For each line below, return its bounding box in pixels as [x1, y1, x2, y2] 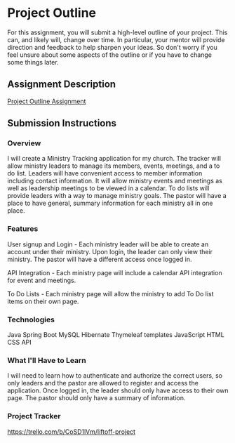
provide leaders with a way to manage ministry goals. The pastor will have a [7, 192, 227, 200]
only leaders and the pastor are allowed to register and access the [7, 379, 199, 388]
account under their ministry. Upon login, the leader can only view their [7, 247, 213, 256]
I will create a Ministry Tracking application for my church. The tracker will [7, 154, 221, 163]
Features [7, 224, 39, 234]
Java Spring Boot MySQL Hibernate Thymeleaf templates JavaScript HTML [7, 331, 224, 339]
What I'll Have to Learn [7, 355, 86, 365]
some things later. [7, 58, 59, 66]
